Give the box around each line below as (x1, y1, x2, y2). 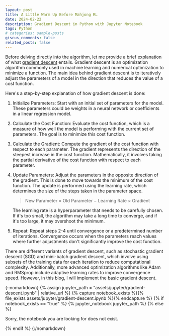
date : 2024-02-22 (5, 17, 42, 22)
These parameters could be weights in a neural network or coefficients (12, 105, 160, 111)
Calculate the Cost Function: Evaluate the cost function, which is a (12, 120, 150, 126)
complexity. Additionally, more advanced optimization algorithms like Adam (5, 264, 161, 270)
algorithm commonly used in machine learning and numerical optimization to (5, 64, 164, 70)
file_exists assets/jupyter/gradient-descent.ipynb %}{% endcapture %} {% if (5, 295, 164, 301)
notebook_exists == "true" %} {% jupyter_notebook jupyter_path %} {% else (5, 300, 164, 306)
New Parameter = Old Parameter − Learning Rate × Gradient (25, 197, 150, 203)
